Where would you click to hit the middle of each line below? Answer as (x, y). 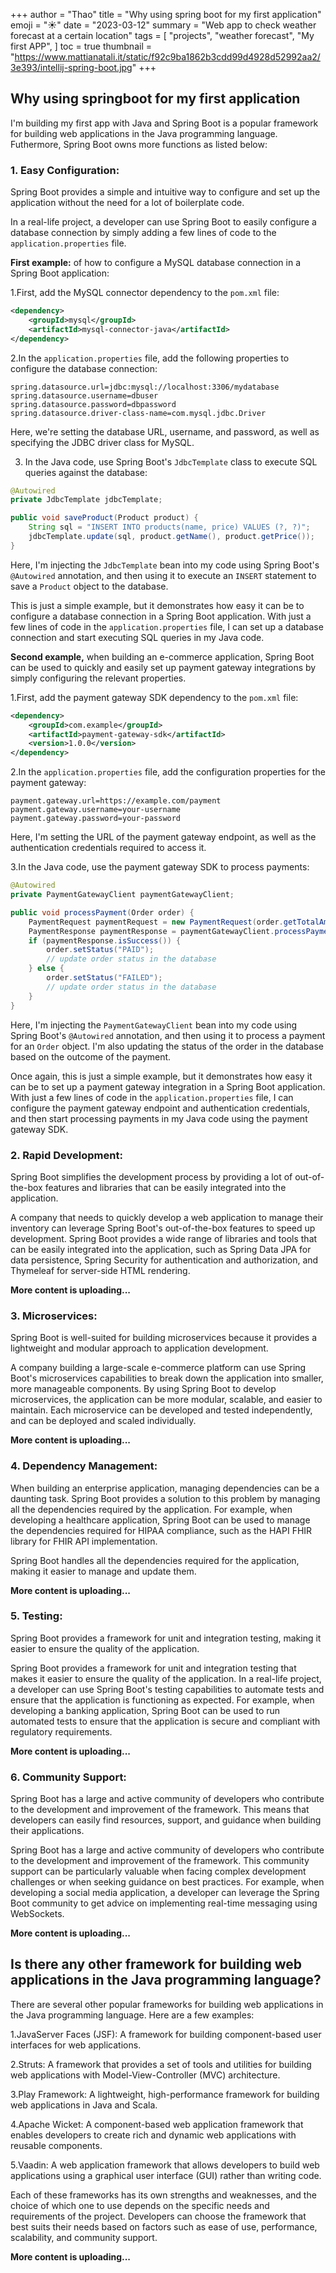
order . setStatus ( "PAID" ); (100, 950)
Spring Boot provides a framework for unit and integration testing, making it (166, 1638)
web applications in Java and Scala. (84, 2105)
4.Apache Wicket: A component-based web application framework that (157, 2124)
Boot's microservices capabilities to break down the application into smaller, (167, 1378)
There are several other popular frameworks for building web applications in (167, 2004)
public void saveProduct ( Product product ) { (104, 518)
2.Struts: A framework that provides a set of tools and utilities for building (161, 2064)
